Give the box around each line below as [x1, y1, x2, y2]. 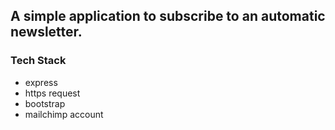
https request [24, 87, 81, 99]
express [24, 76, 58, 88]
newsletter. [10, 24, 83, 41]
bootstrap [24, 97, 66, 109]
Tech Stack [10, 54, 67, 68]
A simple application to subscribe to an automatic [10, 8, 326, 25]
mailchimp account [24, 108, 104, 120]
